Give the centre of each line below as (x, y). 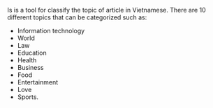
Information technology (51, 31)
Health (27, 60)
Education (32, 53)
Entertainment (38, 82)
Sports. (28, 97)
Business (30, 67)
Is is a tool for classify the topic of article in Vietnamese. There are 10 (106, 10)
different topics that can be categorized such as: (77, 17)
